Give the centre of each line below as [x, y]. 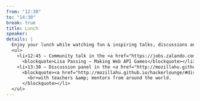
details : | [20, 39]
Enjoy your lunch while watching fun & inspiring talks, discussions [99, 45]
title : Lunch [22, 28]
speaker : [17, 34]
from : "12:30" [24, 12]
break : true [21, 23]
